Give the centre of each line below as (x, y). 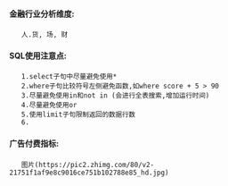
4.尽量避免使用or (49, 106)
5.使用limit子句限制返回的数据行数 (78, 115)
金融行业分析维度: (42, 13)
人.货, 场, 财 (45, 35)
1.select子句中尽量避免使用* (69, 77)
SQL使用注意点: (38, 55)
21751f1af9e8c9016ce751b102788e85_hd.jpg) (89, 173)
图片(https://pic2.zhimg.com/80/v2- (88, 165)
